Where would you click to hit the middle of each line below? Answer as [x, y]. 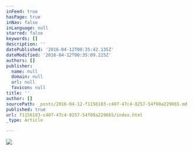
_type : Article [25, 121]
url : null [23, 83]
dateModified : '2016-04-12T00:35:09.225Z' [59, 55]
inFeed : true [22, 11]
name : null [25, 71]
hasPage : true [23, 17]
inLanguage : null [27, 28]
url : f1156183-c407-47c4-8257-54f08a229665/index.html [75, 115]
